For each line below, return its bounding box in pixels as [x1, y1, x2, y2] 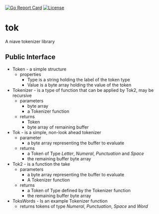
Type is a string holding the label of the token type [27, 76, 130, 82]
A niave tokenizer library [5, 38, 55, 44]
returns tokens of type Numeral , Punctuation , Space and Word [19, 203, 148, 209]
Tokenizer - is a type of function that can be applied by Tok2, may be [12, 87, 154, 93]
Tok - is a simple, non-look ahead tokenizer [12, 129, 101, 135]
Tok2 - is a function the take [12, 161, 71, 167]
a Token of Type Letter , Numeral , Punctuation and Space [27, 150, 144, 156]
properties [19, 71, 41, 77]
